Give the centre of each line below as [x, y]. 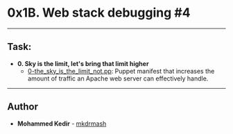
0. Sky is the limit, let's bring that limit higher [83, 63]
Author [23, 107]
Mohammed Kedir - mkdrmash [62, 124]
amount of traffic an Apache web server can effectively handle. [118, 78]
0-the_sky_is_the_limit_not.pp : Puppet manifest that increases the [121, 71]
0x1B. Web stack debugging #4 [99, 13]
